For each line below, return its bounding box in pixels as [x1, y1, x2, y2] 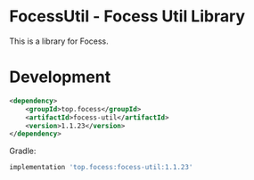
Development [9, 67, 111, 87]
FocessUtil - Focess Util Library [9, 6, 246, 27]
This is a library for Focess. [9, 36, 109, 46]
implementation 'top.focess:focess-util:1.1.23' [9, 163, 193, 172]
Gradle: [9, 145, 37, 157]
